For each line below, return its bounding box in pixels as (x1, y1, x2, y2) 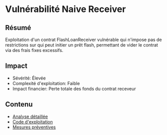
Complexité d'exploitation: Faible (12, 80, 80, 86)
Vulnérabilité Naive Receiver (5, 3, 126, 15)
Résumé (5, 23, 31, 32)
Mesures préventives (12, 124, 56, 130)
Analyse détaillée (12, 113, 48, 119)
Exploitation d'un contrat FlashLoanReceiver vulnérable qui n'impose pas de (5, 36, 162, 42)
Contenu (5, 100, 33, 108)
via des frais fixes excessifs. (5, 47, 63, 53)
